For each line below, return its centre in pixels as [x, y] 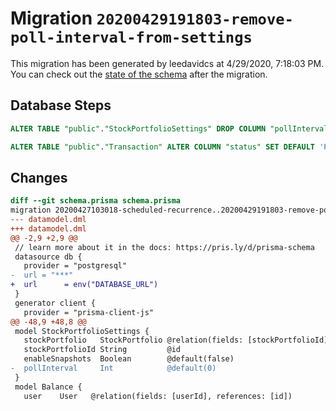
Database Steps [61, 105]
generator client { [55, 303]
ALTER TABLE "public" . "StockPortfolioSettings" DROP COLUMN [138, 128]
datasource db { [48, 257]
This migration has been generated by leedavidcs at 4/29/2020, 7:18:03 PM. [167, 63]
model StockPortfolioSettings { [82, 331]
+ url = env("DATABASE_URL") [84, 285]
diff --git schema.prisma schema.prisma [96, 201]
